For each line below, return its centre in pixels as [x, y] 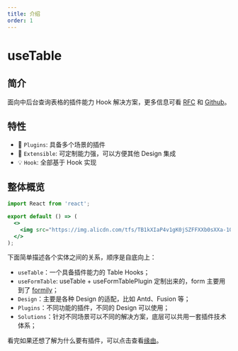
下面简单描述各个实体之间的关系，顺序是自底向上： [82, 257]
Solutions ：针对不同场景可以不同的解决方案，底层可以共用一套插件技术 [122, 317]
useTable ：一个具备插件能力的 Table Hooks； [84, 272]
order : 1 [20, 21]
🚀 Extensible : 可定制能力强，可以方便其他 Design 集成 [97, 154]
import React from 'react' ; [49, 204]
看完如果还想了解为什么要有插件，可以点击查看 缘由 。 [85, 340]
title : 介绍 [24, 14]
